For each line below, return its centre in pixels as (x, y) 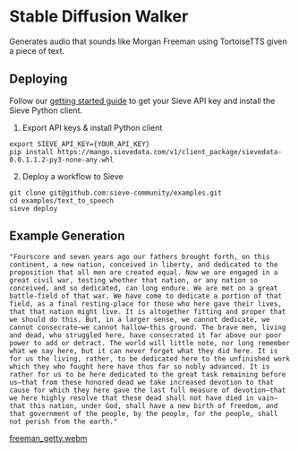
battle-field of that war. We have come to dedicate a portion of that (145, 296)
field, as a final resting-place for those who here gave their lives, (145, 304)
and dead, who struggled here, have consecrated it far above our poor (145, 335)
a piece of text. (37, 50)
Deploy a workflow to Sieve (73, 176)
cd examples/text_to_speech (62, 200)
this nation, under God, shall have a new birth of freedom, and (154, 405)
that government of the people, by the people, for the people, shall (144, 413)
